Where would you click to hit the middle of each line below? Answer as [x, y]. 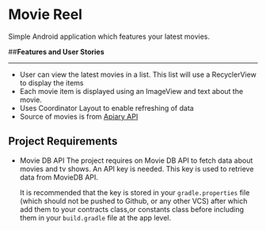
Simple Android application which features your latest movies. [109, 36]
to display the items [51, 83]
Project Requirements [63, 141]
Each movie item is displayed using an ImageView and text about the [131, 91]
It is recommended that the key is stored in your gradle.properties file [135, 192]
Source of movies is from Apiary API [79, 116]
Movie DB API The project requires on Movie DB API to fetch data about [136, 160]
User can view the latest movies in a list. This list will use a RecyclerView [138, 74]
